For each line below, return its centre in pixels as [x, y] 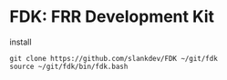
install [21, 42]
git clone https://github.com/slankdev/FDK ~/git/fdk [114, 58]
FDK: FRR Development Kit [112, 17]
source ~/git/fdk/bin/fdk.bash [69, 66]
